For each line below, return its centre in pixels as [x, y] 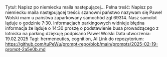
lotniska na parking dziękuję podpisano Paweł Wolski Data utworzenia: [78, 33]
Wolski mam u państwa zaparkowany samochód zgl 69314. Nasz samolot [81, 18]
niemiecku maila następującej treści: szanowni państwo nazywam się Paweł [83, 12]
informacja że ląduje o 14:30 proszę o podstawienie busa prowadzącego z [82, 28]
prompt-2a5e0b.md [26, 49]
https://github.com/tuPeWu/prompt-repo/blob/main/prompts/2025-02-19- [82, 44]
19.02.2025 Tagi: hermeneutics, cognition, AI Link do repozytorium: [75, 39]
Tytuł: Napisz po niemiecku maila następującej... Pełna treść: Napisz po [79, 7]
